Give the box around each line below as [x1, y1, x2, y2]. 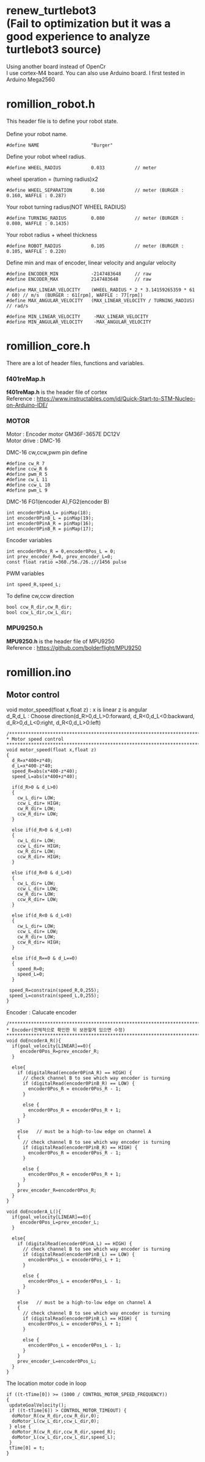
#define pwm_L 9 [6, 487, 48, 493]
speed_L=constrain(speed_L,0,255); [9, 992, 99, 998]
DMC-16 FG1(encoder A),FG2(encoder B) [6, 498, 110, 506]
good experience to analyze [6, 30, 151, 43]
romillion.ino [6, 665, 71, 679]
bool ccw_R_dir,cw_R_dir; [6, 604, 72, 611]
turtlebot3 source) [6, 43, 102, 57]
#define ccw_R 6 [6, 466, 48, 472]
